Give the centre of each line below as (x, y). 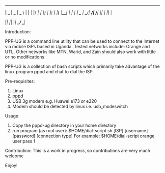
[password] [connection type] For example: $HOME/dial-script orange (83, 136)
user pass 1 (24, 141)
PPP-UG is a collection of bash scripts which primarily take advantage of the (82, 66)
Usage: (12, 116)
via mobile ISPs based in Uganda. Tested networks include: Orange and (78, 46)
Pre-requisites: (20, 81)
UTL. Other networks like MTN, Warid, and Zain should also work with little (81, 52)
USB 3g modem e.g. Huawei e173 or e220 (55, 101)
